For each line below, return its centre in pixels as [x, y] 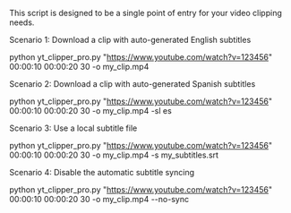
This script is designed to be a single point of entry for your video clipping [145, 13]
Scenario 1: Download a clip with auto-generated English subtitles [130, 40]
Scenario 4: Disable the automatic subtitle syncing [102, 172]
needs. [22, 22]
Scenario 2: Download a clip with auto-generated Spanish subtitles [133, 84]
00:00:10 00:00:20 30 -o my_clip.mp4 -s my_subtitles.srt [114, 155]
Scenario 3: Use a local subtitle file [73, 128]
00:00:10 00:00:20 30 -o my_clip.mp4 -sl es [90, 111]
